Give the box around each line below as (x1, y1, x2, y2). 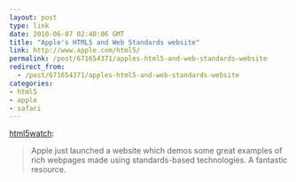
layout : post (9, 12, 58, 22)
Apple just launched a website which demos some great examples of (30, 146, 283, 156)
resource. (30, 164, 66, 175)
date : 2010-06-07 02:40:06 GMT (9, 29, 125, 38)
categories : (9, 79, 53, 88)
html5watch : (9, 128, 55, 138)
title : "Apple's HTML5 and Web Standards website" (9, 37, 200, 47)
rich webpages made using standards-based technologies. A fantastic (30, 154, 288, 165)
